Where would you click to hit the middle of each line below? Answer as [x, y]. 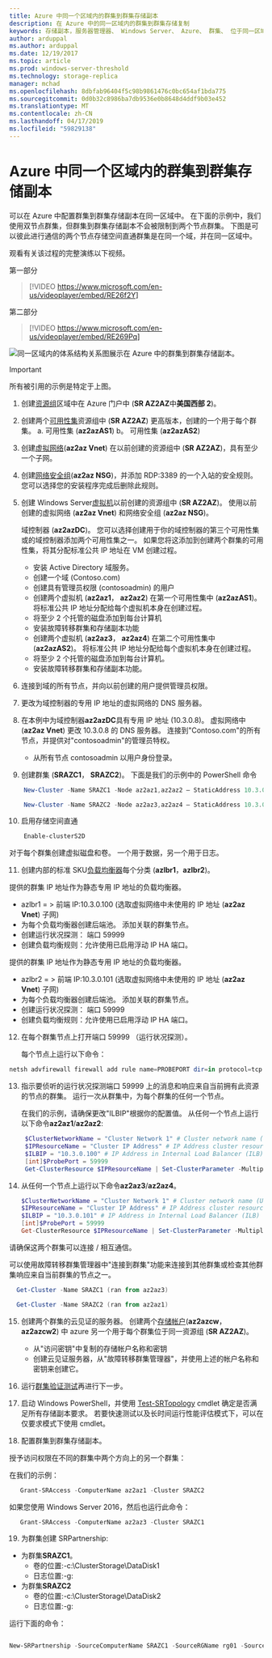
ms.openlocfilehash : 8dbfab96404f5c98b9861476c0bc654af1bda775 [118, 91]
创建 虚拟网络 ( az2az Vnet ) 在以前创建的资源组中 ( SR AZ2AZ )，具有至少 [140, 448]
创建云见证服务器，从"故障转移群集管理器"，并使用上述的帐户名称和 [146, 1358]
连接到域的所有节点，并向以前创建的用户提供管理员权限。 [116, 686]
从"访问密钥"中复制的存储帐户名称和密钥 [100, 1348]
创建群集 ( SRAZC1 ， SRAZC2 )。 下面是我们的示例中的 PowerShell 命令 [139, 775]
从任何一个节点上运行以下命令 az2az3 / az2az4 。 [100, 1185]
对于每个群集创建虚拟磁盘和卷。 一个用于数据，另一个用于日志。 [116, 853]
